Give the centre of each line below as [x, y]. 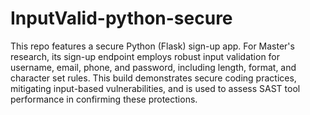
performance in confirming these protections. [104, 99]
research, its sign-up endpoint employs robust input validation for [145, 56]
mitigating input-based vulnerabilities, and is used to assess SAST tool [155, 88]
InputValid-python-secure [121, 18]
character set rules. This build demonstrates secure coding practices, [153, 78]
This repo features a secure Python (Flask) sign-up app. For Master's [152, 46]
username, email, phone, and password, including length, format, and [153, 67]
